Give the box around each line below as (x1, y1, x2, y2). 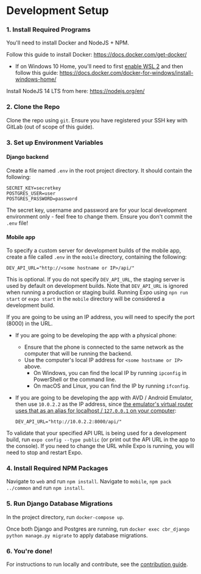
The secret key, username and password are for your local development (6, 206, 187, 214)
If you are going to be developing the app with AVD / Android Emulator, (15, 394, 193, 402)
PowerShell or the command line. (33, 376, 117, 383)
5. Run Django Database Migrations (6, 500, 113, 508)
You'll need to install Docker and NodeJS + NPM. (6, 39, 130, 46)
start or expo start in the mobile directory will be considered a (6, 295, 165, 303)
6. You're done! (6, 547, 53, 555)
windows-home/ (15, 75, 57, 83)
